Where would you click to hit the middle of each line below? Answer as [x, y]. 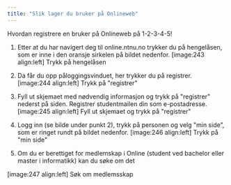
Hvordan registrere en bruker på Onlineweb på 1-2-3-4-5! [90, 34]
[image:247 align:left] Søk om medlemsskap [70, 174]
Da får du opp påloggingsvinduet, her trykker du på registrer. [105, 75]
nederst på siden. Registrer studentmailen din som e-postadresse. [112, 104]
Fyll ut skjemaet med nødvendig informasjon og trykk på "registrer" [114, 96]
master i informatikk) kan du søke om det [76, 161]
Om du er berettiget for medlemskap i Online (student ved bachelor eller [121, 153]
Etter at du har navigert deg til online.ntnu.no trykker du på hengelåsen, [120, 47]
